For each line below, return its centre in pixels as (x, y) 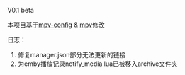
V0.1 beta (21, 10)
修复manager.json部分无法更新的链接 (72, 55)
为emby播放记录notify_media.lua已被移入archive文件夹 (97, 64)
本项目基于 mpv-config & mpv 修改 (56, 25)
